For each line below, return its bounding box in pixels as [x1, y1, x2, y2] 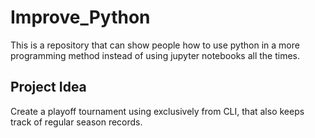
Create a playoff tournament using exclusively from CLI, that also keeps [10, 105, 305, 117]
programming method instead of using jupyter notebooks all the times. [10, 49, 301, 61]
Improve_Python [10, 6, 151, 29]
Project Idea [10, 79, 87, 96]
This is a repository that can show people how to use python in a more [10, 39, 300, 51]
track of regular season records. [10, 116, 143, 128]
